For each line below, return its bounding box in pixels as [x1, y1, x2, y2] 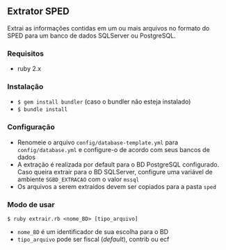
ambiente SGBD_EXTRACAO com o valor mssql [17, 175, 140, 183]
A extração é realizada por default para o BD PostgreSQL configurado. [17, 160, 220, 169]
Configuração [7, 122, 56, 132]
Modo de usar [7, 199, 55, 209]
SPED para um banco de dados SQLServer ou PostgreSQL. [7, 31, 176, 40]
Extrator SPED [7, 6, 70, 17]
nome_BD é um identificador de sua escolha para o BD [17, 228, 169, 235]
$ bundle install [17, 106, 68, 113]
